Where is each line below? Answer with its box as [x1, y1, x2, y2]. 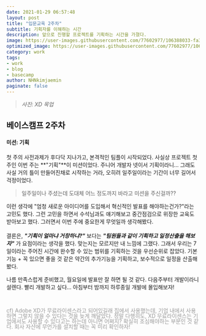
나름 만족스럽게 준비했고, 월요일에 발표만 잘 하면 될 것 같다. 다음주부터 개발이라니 [6, 275, 199, 283]
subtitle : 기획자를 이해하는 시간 [6, 26, 82, 32]
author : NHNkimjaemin [6, 77, 62, 83]
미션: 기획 [6, 139, 29, 146]
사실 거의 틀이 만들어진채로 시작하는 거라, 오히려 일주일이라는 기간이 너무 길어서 [6, 169, 196, 176]
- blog [6, 66, 23, 72]
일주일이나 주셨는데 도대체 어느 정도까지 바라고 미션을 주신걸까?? [21, 189, 177, 197]
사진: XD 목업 [21, 101, 54, 108]
